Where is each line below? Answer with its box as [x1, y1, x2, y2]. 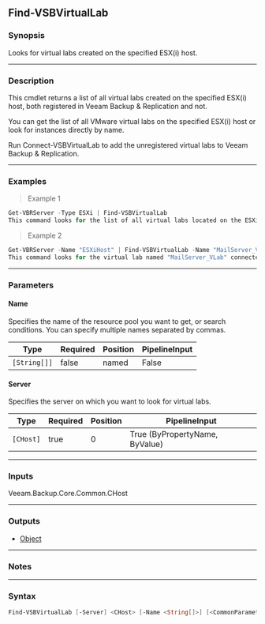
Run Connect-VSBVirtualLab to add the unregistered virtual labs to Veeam [8, 140, 248, 149]
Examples [8, 175, 47, 186]
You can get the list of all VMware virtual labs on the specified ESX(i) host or [8, 116, 256, 126]
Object [19, 533, 42, 543]
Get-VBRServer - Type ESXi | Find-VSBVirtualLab [8, 209, 168, 217]
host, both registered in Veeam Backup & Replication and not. [8, 101, 207, 111]
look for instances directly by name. [8, 125, 125, 134]
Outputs [8, 516, 41, 527]
